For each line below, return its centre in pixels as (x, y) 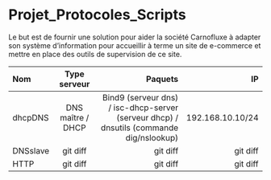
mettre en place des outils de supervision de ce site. (95, 54)
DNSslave (31, 150)
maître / (75, 117)
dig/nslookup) (152, 137)
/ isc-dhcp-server (144, 108)
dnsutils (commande (140, 128)
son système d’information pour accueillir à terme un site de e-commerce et (135, 45)
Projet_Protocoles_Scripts (98, 15)
